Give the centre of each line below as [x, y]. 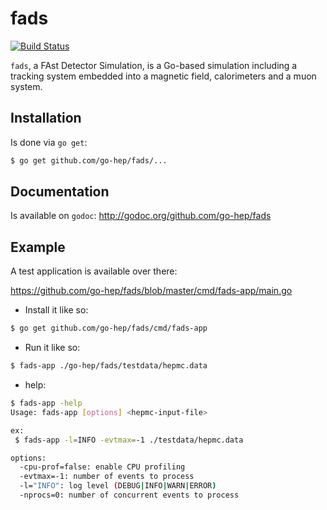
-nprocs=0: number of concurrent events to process [129, 495]
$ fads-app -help [46, 403]
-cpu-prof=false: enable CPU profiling [102, 467]
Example [38, 247]
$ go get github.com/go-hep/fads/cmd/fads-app [109, 328]
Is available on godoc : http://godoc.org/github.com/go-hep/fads [141, 216]
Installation [46, 118]
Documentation [60, 192]
